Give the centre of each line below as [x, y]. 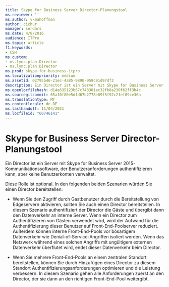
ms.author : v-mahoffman [30, 19]
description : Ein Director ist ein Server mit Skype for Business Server [84, 85]
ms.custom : [17, 57]
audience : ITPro [22, 38]
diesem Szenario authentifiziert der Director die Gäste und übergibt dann [88, 210]
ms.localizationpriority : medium [40, 76]
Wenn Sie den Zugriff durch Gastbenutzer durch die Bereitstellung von [86, 199]
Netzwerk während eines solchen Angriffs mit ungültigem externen [82, 242]
